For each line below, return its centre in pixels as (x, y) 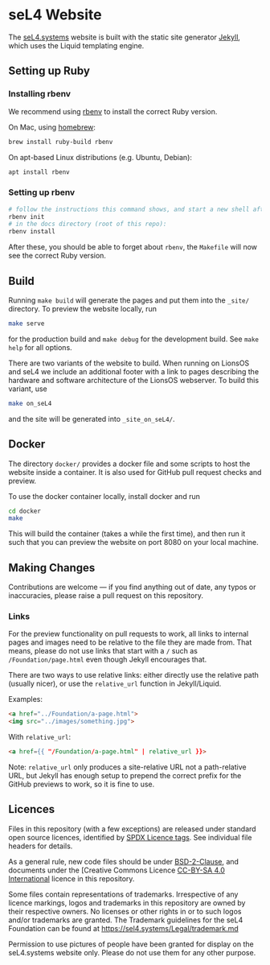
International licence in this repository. (72, 878)
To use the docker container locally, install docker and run (104, 496)
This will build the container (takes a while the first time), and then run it (127, 534)
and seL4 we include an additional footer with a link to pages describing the (134, 371)
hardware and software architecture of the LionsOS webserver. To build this (134, 380)
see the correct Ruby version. (57, 256)
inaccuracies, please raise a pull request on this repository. (106, 596)
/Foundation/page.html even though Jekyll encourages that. (108, 660)
